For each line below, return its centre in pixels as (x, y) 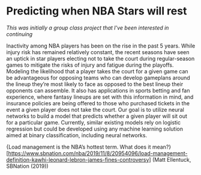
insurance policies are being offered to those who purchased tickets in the (98, 103)
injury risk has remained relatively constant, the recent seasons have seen (98, 52)
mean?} (162, 147)
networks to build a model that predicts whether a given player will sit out (97, 116)
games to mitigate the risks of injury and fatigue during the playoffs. (90, 65)
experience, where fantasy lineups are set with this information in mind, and (100, 97)
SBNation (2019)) (28, 166)
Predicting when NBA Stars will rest (97, 11)
